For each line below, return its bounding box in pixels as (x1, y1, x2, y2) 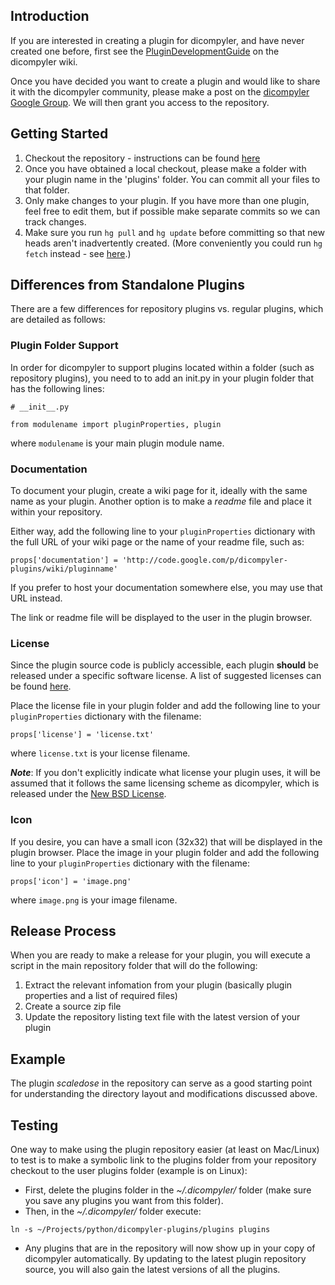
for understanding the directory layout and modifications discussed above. (10, 1088, 318, 1100)
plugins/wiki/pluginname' (10, 564, 118, 574)
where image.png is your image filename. (10, 894, 178, 906)
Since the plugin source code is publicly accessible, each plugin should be (10, 659, 319, 671)
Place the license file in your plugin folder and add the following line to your (10, 700, 321, 712)
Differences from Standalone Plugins (10, 277, 245, 294)
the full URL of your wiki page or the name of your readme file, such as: (10, 536, 305, 548)
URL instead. (10, 592, 63, 604)
